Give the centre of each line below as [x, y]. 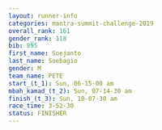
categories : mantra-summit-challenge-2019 [81, 23]
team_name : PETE [36, 76]
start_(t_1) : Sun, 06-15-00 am [61, 83]
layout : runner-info [43, 16]
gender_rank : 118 [38, 38]
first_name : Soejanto [45, 53]
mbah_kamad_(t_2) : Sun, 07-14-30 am [70, 91]
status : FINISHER [38, 114]
